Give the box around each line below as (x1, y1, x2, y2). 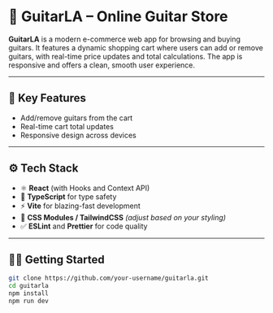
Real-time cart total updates (19, 121, 114, 131)
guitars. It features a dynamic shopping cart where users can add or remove (8, 42, 264, 52)
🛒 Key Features (8, 91, 87, 105)
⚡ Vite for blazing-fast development (19, 201, 141, 211)
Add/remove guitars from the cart (19, 113, 133, 123)
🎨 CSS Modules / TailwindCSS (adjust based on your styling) (19, 212, 226, 222)
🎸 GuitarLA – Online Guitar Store (8, 7, 229, 26)
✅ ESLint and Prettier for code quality (19, 221, 148, 231)
